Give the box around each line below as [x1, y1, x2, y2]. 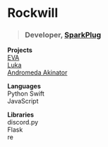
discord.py [7, 118, 39, 127]
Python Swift [7, 89, 44, 98]
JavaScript [7, 97, 39, 106]
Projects [7, 46, 33, 54]
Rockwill [7, 5, 59, 21]
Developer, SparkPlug [24, 30, 101, 40]
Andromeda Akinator [7, 68, 68, 77]
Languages [7, 82, 41, 91]
